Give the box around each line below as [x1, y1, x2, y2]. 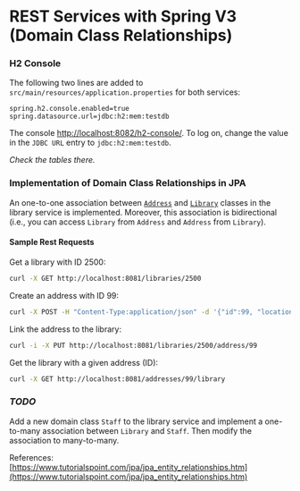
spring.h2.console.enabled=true [9, 105, 129, 114]
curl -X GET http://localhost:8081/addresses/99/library [9, 374, 226, 384]
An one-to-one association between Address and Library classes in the [9, 197, 271, 207]
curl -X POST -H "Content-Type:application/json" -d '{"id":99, [9, 307, 254, 317]
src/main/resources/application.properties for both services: [9, 87, 241, 97]
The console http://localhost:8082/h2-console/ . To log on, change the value [9, 128, 288, 139]
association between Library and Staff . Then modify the [42, 425, 253, 436]
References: [9, 452, 54, 462]
